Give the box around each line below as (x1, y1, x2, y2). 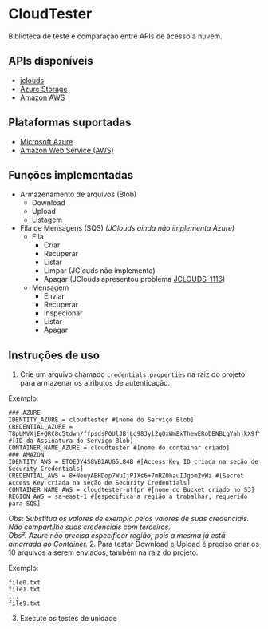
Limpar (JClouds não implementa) (43, 266, 156, 275)
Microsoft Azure (19, 136, 73, 146)
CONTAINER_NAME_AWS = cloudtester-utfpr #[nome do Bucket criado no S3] (8, 486, 255, 494)
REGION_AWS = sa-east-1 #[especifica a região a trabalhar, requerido (8, 493, 248, 501)
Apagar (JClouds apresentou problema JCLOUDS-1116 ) (43, 275, 226, 284)
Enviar (43, 291, 65, 301)
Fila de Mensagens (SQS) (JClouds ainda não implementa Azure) (19, 224, 235, 233)
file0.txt (8, 579, 41, 587)
